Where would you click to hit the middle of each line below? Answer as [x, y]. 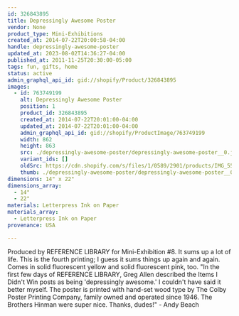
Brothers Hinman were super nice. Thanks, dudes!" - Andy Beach [103, 304]
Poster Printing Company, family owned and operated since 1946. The [110, 297]
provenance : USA [31, 225]
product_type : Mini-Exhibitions [55, 34]
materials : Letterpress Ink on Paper [63, 206]
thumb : [30, 172]
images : [19, 87]
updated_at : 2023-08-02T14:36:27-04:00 [67, 54]
